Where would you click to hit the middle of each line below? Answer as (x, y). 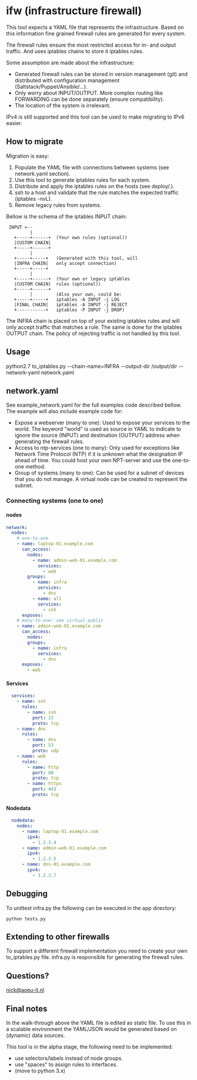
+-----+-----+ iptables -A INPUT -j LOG (66, 299)
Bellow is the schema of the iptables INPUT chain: (67, 216)
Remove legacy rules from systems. (58, 205)
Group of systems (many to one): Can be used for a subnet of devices (99, 473)
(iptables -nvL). (33, 198)
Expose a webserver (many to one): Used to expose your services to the (102, 423)
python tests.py (26, 919)
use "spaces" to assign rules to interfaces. (66, 1065)
